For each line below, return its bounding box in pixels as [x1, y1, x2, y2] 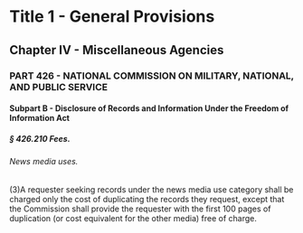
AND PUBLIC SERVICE [9, 80, 109, 93]
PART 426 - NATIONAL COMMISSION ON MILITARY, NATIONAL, [9, 70, 294, 82]
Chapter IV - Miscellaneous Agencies [9, 42, 224, 58]
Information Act [9, 113, 71, 124]
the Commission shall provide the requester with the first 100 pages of [9, 203, 271, 214]
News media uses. [9, 156, 79, 167]
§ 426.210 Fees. [9, 133, 71, 144]
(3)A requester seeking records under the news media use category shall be [9, 183, 294, 195]
